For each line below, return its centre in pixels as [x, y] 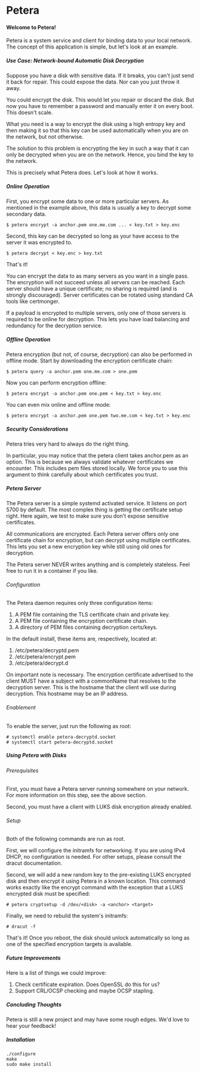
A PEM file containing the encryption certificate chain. [81, 621]
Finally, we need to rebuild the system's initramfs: [67, 916]
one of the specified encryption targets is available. [69, 944]
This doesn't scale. [30, 113]
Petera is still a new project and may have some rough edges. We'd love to [98, 1019]
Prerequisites [22, 770]
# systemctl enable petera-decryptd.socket [61, 737]
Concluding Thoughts [34, 1005]
